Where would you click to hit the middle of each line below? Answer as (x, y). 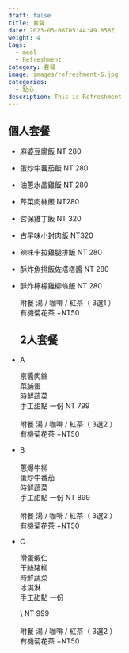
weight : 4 (25, 38)
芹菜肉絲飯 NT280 (49, 202)
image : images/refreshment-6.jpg (63, 74)
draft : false (30, 15)
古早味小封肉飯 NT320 (56, 235)
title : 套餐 (27, 23)
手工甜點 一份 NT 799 (55, 406)
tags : (17, 45)
